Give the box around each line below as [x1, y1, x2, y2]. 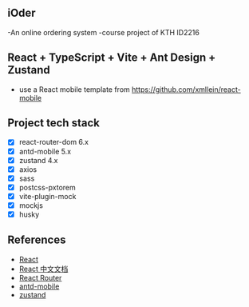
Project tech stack [7, 116, 101, 130]
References [7, 233, 66, 247]
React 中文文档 [18, 264, 69, 273]
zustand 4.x [18, 155, 58, 165]
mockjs [18, 200, 43, 210]
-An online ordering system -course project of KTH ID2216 [7, 27, 200, 37]
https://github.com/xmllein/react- [132, 84, 241, 94]
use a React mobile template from [18, 84, 131, 94]
